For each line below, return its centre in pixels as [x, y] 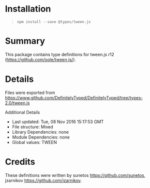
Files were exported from [30, 93]
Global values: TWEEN [34, 142]
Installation [28, 9]
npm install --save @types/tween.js [54, 22]
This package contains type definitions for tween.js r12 [60, 54]
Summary [25, 41]
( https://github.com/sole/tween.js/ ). [41, 60]
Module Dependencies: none [41, 137]
